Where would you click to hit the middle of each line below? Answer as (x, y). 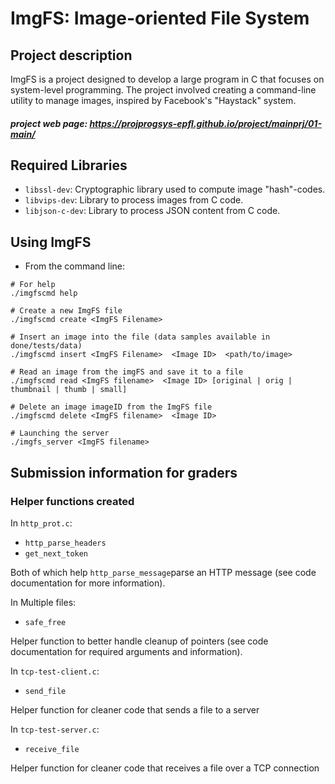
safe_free (45, 622)
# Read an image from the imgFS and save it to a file (127, 372)
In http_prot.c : (41, 523)
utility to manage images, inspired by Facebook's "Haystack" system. (153, 100)
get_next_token (56, 553)
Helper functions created (72, 501)
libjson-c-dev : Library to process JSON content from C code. (152, 211)
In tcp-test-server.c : (55, 729)
